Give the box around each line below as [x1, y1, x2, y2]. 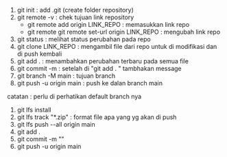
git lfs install [16, 106, 51, 114]
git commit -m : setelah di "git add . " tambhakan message [16, 65, 182, 72]
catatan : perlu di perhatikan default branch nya [7, 92, 142, 101]
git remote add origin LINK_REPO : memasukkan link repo [27, 21, 190, 28]
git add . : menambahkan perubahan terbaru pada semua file [16, 57, 189, 65]
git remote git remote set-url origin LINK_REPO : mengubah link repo [27, 28, 221, 36]
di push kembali [16, 50, 62, 58]
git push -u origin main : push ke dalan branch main [16, 79, 163, 87]
